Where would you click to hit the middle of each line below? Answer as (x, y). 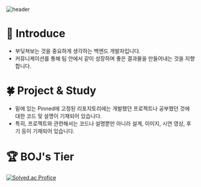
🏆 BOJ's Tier (40, 157)
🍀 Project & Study (51, 91)
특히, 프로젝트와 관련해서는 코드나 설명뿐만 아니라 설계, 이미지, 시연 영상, (100, 123)
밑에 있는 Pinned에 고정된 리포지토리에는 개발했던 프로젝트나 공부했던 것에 (102, 108)
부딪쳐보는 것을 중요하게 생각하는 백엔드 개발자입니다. (78, 51)
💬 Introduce (36, 34)
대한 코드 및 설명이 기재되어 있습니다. (58, 116)
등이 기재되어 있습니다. (48, 131)
